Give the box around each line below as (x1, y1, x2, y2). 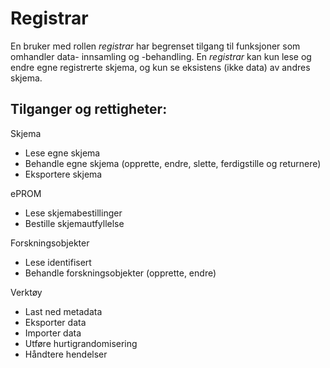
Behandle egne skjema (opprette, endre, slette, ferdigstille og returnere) (24, 157, 322, 169)
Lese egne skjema (24, 147, 101, 159)
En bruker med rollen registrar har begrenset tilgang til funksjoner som (10, 40, 301, 52)
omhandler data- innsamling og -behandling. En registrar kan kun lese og (10, 50, 312, 62)
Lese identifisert (24, 256, 92, 268)
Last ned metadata (24, 305, 103, 317)
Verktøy (10, 286, 43, 298)
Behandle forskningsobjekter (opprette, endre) (24, 267, 217, 279)
